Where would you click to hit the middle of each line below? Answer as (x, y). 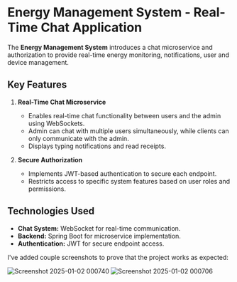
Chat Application (92, 27)
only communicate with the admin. (78, 138)
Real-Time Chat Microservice (62, 102)
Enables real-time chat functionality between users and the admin (125, 115)
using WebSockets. (56, 123)
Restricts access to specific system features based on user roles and (129, 181)
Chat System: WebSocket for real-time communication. (99, 228)
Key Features (37, 85)
